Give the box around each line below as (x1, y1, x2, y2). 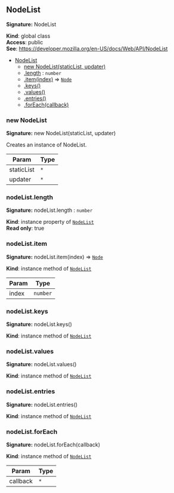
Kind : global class (6, 32, 51, 39)
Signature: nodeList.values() (6, 361, 77, 368)
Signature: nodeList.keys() (6, 321, 73, 328)
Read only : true (6, 224, 45, 232)
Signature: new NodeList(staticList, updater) (6, 130, 116, 137)
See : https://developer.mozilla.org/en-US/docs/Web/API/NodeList (6, 45, 168, 52)
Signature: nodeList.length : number (6, 206, 93, 214)
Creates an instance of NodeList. (6, 141, 87, 148)
